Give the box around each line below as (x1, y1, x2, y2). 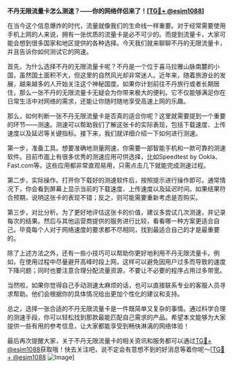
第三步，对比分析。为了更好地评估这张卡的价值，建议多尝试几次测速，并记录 (7, 208, 226, 216)
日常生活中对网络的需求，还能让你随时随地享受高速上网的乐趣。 (7, 97, 189, 105)
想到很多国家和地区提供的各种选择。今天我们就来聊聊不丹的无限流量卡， (19, 39, 226, 47)
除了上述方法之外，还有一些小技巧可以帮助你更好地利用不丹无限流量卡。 (7, 249, 214, 257)
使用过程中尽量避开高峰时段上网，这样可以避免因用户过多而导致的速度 (25, 258, 226, 266)
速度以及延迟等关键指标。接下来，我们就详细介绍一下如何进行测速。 (7, 129, 202, 137)
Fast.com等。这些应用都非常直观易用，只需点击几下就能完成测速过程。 (7, 161, 210, 169)
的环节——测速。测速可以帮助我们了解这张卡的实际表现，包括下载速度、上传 (7, 121, 226, 128)
